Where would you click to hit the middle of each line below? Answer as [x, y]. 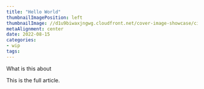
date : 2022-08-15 [28, 35]
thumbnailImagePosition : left [45, 18]
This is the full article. [33, 80]
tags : [13, 51]
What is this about [29, 68]
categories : [21, 40]
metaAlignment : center [35, 29]
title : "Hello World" [34, 12]
